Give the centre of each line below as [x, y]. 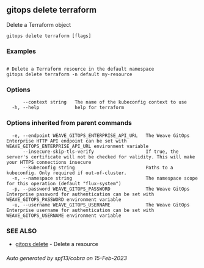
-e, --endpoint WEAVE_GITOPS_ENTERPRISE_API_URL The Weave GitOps [101, 136]
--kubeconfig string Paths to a [98, 167]
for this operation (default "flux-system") [64, 183]
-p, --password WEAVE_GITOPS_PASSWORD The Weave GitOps [101, 189]
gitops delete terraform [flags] [49, 36]
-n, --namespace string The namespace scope [105, 178]
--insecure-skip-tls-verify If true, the [100, 152]
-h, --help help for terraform [68, 108]
